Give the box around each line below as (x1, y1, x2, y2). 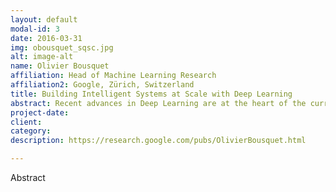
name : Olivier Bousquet (10, 61, 110, 71)
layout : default (10, 14, 78, 25)
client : (10, 117, 43, 127)
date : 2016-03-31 (10, 33, 83, 43)
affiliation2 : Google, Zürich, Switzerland (10, 80, 195, 90)
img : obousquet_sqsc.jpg (10, 42, 114, 53)
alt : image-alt (10, 52, 74, 62)
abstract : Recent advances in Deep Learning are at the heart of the (10, 98, 307, 108)
